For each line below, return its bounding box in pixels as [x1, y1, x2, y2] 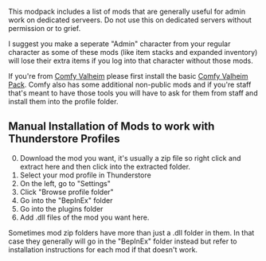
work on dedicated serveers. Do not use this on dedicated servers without [8, 15, 252, 25]
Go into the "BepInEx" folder [19, 195, 113, 205]
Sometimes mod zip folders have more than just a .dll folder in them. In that [8, 228, 255, 237]
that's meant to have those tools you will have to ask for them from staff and [8, 88, 258, 98]
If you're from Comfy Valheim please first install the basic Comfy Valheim [8, 72, 248, 80]
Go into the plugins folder [19, 204, 104, 213]
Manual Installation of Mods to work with [8, 119, 215, 134]
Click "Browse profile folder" [19, 187, 114, 197]
